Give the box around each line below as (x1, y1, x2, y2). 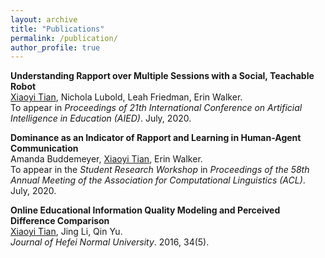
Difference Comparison (10, 215, 110, 227)
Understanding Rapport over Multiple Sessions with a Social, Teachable (10, 70, 315, 82)
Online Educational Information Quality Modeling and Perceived (10, 204, 281, 216)
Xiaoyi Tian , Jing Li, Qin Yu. (10, 226, 123, 238)
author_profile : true (10, 42, 101, 53)
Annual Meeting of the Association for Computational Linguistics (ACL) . (10, 174, 306, 186)
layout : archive (10, 14, 78, 25)
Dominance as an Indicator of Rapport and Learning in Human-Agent (10, 132, 302, 144)
